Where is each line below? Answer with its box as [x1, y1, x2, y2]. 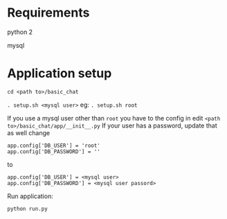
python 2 [7, 28, 33, 36]
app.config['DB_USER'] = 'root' [7, 142, 100, 149]
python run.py [7, 205, 48, 212]
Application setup [7, 66, 112, 81]
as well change [7, 128, 51, 137]
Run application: [7, 192, 53, 200]
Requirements [7, 5, 90, 21]
